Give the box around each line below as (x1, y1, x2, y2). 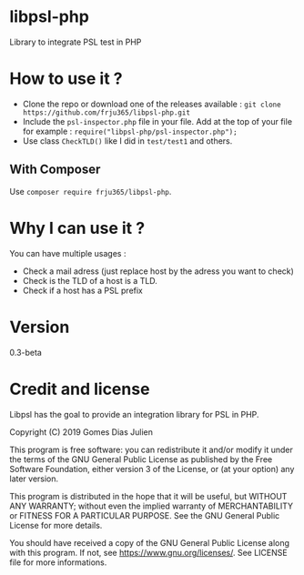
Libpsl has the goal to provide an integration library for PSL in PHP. (9, 409, 259, 419)
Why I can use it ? (9, 217, 146, 238)
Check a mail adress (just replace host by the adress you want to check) (22, 266, 294, 277)
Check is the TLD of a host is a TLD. (22, 275, 157, 286)
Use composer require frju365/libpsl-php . (9, 186, 172, 197)
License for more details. (9, 520, 103, 530)
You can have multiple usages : (9, 247, 127, 258)
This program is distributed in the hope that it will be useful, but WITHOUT (9, 490, 288, 501)
